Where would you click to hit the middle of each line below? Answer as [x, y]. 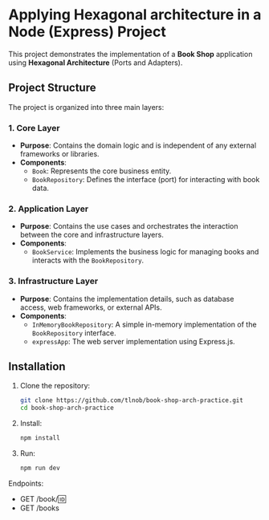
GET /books [40, 508]
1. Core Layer [34, 128]
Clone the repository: [55, 386]
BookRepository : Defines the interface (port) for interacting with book [146, 180]
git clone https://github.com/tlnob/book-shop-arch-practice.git [131, 400]
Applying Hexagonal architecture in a [135, 15]
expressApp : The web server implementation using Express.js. [133, 341]
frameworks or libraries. [59, 154]
